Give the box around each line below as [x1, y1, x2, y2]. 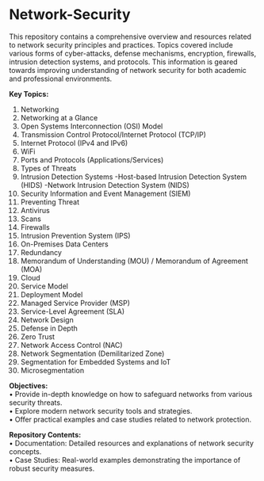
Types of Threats [20, 163, 77, 173]
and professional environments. [9, 74, 113, 83]
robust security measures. [9, 464, 95, 473]
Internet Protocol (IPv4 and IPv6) [20, 138, 128, 147]
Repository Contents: [9, 429, 82, 439]
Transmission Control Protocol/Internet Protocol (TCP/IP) [20, 129, 207, 139]
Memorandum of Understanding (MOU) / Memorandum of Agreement [20, 256, 249, 265]
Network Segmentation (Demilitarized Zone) [20, 349, 165, 358]
